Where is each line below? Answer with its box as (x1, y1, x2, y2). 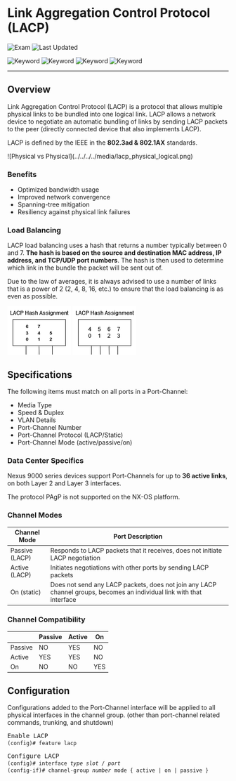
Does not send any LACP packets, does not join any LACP (50, 581, 217, 589)
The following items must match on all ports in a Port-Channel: (7, 388, 188, 396)
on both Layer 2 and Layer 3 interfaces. (7, 479, 122, 487)
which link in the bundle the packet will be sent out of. (7, 263, 163, 272)
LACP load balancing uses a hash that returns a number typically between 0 (7, 241, 227, 250)
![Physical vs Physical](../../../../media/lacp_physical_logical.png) (7, 152, 193, 160)
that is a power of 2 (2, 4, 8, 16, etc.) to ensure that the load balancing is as (7, 284, 223, 293)
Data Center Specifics (7, 456, 84, 466)
